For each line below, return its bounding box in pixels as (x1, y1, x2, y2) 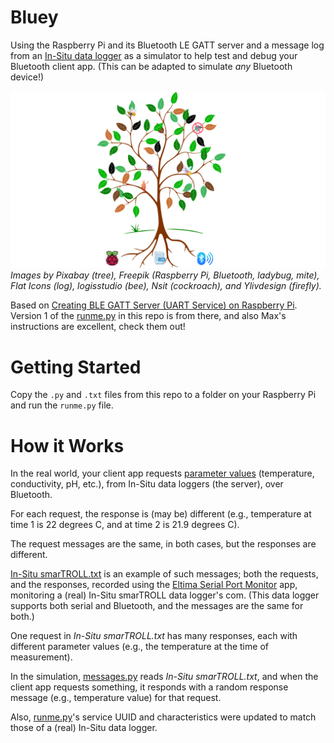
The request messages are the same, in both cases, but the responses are (10, 538, 317, 550)
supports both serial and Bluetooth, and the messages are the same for (10, 600, 304, 612)
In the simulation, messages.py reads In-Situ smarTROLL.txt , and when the (10, 671, 319, 683)
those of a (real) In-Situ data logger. (10, 722, 158, 734)
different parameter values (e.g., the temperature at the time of (10, 641, 269, 653)
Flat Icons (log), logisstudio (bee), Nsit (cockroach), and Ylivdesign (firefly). (10, 280, 322, 292)
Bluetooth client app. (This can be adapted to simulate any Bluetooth (10, 60, 293, 72)
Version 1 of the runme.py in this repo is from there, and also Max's (10, 310, 287, 322)
